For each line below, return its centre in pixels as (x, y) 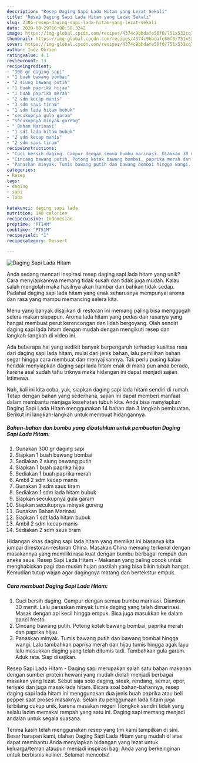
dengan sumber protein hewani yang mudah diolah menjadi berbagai (90, 675)
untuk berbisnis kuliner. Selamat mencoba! (58, 755)
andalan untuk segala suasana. (44, 718)
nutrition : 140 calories (37, 213)
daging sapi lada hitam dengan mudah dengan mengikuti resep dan (88, 329)
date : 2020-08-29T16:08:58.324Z (46, 28)
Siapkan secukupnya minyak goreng (59, 505)
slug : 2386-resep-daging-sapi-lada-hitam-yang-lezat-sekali (82, 22)
